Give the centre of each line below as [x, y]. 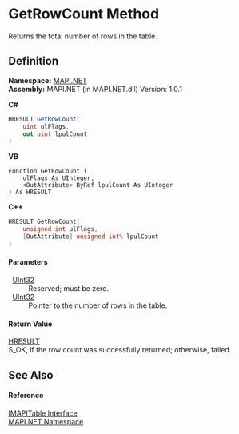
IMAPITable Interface [43, 413]
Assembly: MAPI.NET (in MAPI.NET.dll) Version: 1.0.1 [95, 89]
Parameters [28, 262]
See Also [31, 375]
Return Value [30, 324]
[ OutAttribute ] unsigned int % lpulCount [91, 237]
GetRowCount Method [84, 14]
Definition [33, 61]
